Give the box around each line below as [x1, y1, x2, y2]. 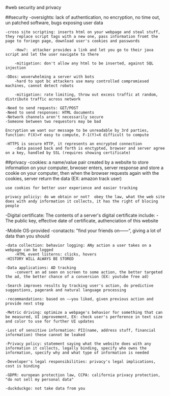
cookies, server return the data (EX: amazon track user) [5, 176, 122, 181]
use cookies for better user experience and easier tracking [5, 185, 138, 191]
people [5, 203, 19, 208]
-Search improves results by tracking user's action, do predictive [5, 283, 154, 288]
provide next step [5, 301, 44, 306]
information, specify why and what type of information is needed [5, 350, 149, 355]
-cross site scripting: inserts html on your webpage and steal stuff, [5, 30, 160, 35]
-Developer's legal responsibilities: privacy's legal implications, [5, 359, 156, 364]
